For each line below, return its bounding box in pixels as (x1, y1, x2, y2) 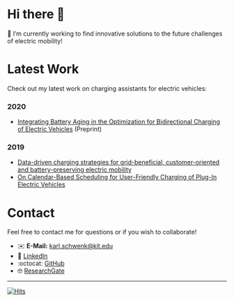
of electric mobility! (7, 36, 63, 45)
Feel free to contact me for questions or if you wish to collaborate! (7, 228, 197, 236)
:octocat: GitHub (17, 259, 65, 268)
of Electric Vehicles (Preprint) (17, 125, 102, 133)
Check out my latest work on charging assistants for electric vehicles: (7, 84, 208, 93)
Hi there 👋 (7, 6, 65, 22)
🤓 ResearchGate (17, 266, 65, 275)
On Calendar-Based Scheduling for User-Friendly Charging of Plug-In (17, 173, 217, 181)
